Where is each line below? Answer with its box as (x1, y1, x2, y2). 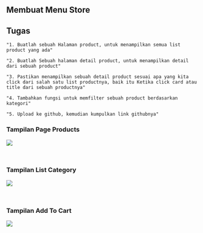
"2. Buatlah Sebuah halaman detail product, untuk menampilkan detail (6, 58, 189, 64)
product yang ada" (6, 47, 53, 54)
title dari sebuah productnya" (6, 85, 86, 91)
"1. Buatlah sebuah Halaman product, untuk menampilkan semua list (6, 42, 181, 48)
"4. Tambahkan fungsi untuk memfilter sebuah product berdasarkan (6, 95, 178, 101)
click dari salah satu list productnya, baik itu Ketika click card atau (6, 79, 198, 85)
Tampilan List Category (6, 166, 77, 174)
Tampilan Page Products (6, 125, 80, 134)
